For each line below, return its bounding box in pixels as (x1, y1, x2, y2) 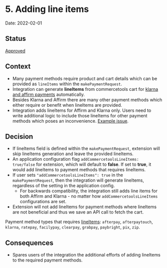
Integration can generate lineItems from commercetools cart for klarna (12, 86, 159, 92)
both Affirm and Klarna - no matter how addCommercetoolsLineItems (19, 193, 158, 199)
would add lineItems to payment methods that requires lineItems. (12, 167, 146, 173)
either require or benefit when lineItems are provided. (12, 102, 122, 108)
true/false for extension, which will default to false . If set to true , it (12, 161, 152, 168)
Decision (5, 132, 33, 141)
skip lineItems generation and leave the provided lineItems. (12, 151, 134, 157)
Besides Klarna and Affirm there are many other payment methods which (12, 96, 163, 103)
